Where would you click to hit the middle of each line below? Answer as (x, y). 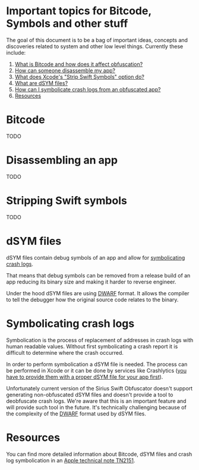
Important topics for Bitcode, (79, 11)
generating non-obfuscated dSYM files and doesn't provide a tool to (90, 395)
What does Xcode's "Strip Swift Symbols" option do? (79, 77)
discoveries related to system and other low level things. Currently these (95, 46)
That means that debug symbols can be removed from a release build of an (98, 275)
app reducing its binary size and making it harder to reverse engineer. (91, 282)
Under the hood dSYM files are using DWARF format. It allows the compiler (98, 293)
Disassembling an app (62, 160)
